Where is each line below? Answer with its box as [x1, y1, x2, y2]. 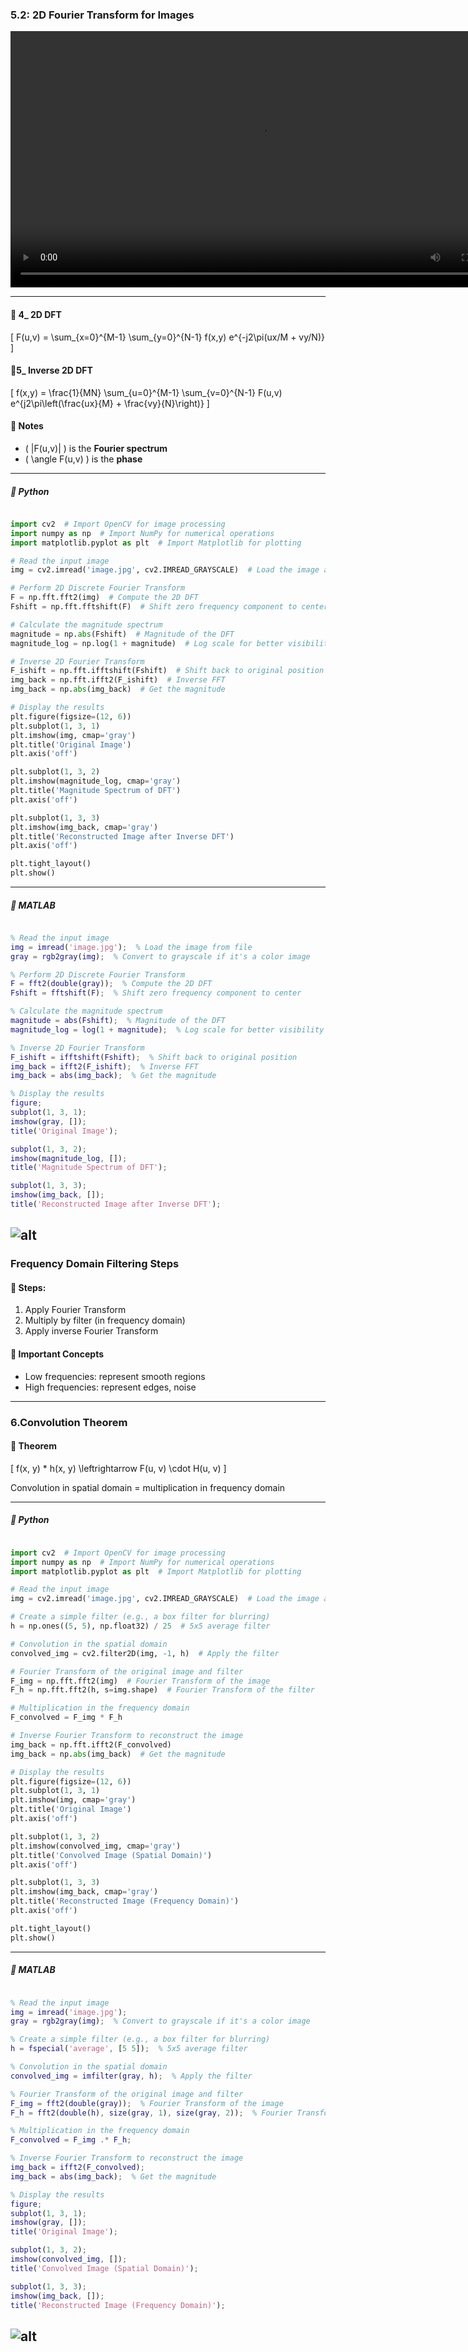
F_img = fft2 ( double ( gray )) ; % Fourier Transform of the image [10, 2098, 284, 2108]
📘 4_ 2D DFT [10, 308, 62, 320]
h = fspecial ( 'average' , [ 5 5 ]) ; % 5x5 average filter [10, 2044, 248, 2054]
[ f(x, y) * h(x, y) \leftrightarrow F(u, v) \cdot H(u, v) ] [10, 1462, 227, 1474]
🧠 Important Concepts [10, 1348, 105, 1360]
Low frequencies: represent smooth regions [24, 1370, 206, 1382]
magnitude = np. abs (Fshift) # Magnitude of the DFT [10, 629, 235, 639]
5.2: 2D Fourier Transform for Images [10, 8, 195, 22]
